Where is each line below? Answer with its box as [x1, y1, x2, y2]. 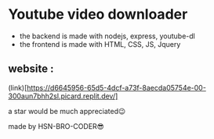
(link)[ [8, 83, 27, 92]
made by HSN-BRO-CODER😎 [8, 121, 104, 130]
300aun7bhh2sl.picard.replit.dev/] [8, 91, 118, 101]
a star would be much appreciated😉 [8, 106, 126, 116]
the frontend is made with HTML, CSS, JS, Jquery [19, 39, 181, 48]
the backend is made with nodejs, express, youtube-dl [19, 31, 196, 41]
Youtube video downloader [8, 5, 188, 23]
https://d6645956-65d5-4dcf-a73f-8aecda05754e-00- [27, 83, 206, 92]
